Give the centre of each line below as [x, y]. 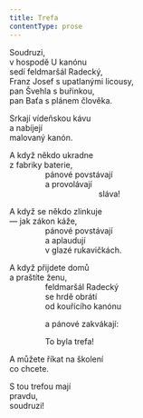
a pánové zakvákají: [82, 323]
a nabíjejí [26, 127]
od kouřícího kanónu [83, 306]
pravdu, [24, 395]
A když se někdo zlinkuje [56, 211]
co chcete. [29, 368]
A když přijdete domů [49, 267]
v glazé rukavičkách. [83, 250]
